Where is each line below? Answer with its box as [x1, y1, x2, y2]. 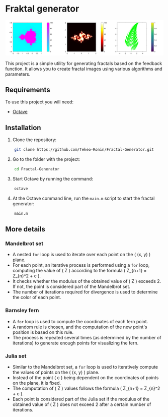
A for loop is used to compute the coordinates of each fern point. [12, 318, 148, 324]
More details [5, 225, 45, 233]
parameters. [5, 71, 31, 77]
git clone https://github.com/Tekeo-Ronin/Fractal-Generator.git [14, 147, 154, 152]
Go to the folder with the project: [12, 156, 80, 162]
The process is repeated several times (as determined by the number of [12, 334, 162, 340]
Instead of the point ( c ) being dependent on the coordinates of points [12, 375, 159, 381]
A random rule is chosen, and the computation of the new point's [12, 324, 147, 330]
